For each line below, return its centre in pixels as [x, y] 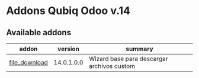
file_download [29, 62]
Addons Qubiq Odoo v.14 [68, 11]
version [68, 49]
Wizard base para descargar [128, 59]
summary [139, 49]
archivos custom [112, 66]
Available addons [39, 33]
